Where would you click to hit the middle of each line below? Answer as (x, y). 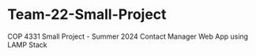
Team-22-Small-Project (87, 15)
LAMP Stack (28, 44)
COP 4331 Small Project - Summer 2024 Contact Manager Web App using (128, 36)
